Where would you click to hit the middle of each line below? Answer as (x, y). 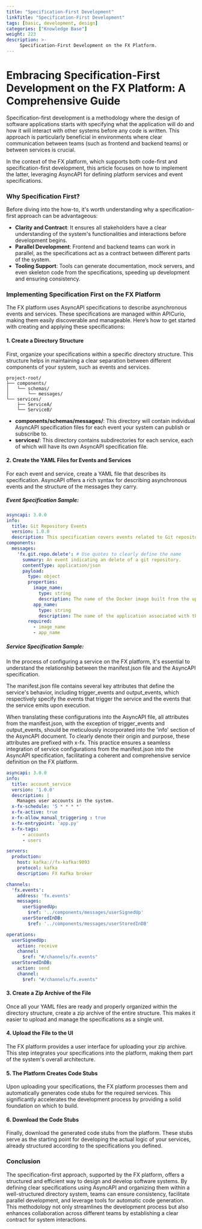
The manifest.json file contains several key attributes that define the (90, 686)
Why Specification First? (43, 196)
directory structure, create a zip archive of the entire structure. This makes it (101, 1013)
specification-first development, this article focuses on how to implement (97, 168)
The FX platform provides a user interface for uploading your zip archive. (96, 1047)
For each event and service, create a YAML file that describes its (86, 474)
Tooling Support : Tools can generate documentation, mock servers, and (105, 266)
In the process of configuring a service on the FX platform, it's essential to (98, 662)
